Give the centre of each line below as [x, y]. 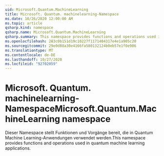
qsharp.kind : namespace [29, 28]
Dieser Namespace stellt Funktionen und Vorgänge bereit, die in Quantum [79, 133]
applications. [18, 148]
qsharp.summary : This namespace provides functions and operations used [81, 37]
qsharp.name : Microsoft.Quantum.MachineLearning [55, 32]
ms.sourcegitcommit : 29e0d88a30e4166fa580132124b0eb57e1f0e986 [71, 46]
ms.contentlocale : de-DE [30, 55]
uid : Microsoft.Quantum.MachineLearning [47, 10]
